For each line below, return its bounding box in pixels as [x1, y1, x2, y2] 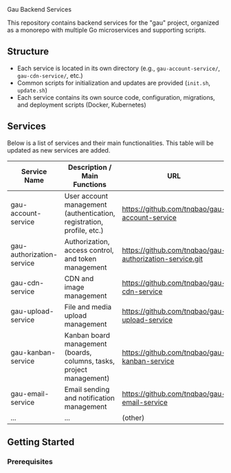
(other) [122, 412, 145, 422]
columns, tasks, [64, 356, 115, 366]
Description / [67, 162, 112, 172]
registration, [64, 217, 104, 226]
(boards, [64, 347, 92, 357]
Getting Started [7, 437, 75, 448]
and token [64, 254, 97, 263]
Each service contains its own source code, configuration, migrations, [16, 93, 215, 101]
